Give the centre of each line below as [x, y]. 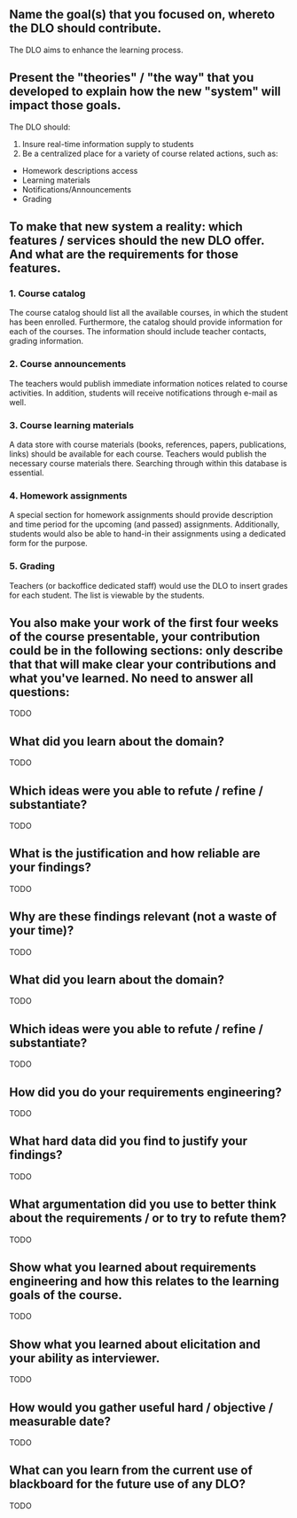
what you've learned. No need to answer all [131, 678]
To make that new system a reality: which [126, 227]
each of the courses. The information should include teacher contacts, [138, 332]
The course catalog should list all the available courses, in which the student [148, 313]
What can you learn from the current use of [131, 1471]
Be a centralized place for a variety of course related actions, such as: [150, 153]
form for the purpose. [49, 544]
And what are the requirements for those [124, 255]
